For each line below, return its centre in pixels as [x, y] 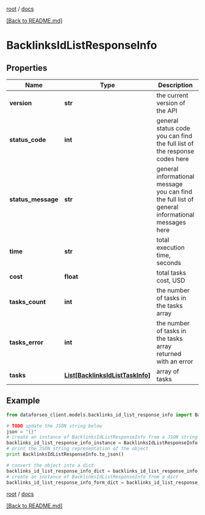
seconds [169, 263]
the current [172, 95]
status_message [34, 199]
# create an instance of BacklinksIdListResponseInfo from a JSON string [102, 437]
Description [175, 85]
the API [167, 111]
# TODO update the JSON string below [54, 426]
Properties [27, 68]
